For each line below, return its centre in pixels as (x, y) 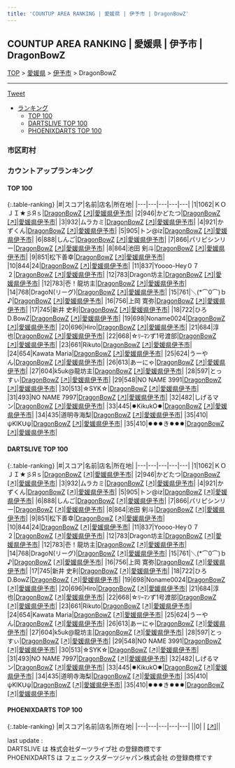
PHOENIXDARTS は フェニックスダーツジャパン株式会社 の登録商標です (110, 757)
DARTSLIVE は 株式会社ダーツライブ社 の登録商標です (85, 748)
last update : (25, 740)
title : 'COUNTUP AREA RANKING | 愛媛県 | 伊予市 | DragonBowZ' (98, 14)
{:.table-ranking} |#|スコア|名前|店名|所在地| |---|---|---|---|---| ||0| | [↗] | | (114, 726)
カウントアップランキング (50, 171)
